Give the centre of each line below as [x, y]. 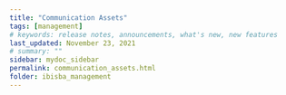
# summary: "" [36, 52]
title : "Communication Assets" [69, 18]
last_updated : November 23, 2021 [73, 43]
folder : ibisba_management [60, 77]
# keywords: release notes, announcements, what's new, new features [144, 34]
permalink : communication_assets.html [83, 69]
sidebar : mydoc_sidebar [54, 60]
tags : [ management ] [46, 26]
